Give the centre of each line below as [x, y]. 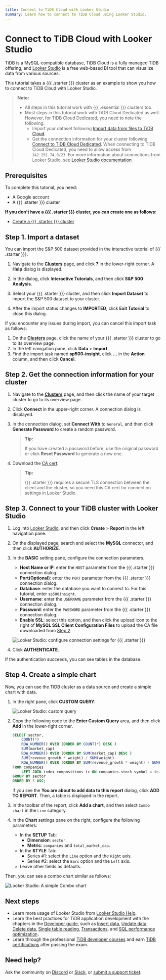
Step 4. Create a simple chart [51, 675]
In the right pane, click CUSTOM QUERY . [54, 701]
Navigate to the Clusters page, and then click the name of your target [83, 394]
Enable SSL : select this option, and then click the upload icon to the [88, 620]
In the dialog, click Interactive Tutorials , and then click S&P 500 [78, 279]
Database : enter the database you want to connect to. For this [83, 588]
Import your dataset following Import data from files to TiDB [93, 129]
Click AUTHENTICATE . [36, 650]
